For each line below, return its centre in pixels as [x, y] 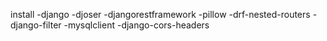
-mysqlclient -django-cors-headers [136, 25]
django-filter [36, 25]
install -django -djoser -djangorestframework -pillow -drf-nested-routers [160, 14]
